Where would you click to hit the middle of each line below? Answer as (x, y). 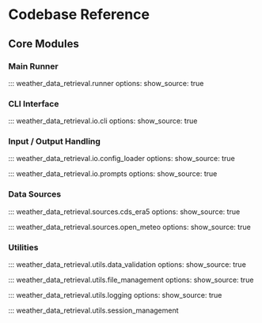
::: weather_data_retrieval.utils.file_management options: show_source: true (131, 280)
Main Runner (33, 66)
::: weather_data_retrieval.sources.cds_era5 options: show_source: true (124, 212)
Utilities (23, 247)
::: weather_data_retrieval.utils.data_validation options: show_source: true (127, 265)
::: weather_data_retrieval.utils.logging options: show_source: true (115, 295)
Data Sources (35, 194)
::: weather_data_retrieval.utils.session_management (94, 310)
